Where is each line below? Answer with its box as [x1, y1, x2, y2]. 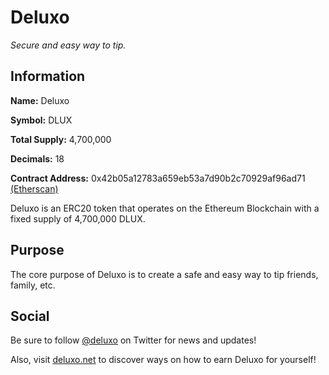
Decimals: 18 [10, 152, 65, 165]
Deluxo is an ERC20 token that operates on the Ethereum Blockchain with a [10, 202, 320, 214]
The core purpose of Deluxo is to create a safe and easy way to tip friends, [10, 268, 319, 280]
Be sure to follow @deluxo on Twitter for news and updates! [10, 334, 257, 346]
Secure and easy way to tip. [10, 39, 127, 51]
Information [10, 68, 86, 85]
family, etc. [10, 279, 56, 291]
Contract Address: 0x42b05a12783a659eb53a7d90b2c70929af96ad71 [10, 172, 306, 184]
